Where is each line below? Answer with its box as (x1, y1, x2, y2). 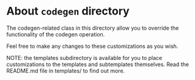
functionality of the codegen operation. (6, 30, 105, 38)
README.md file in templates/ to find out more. (6, 67, 125, 74)
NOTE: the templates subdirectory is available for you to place (6, 54, 163, 61)
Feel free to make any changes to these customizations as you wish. (6, 42, 178, 50)
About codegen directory (6, 4, 130, 18)
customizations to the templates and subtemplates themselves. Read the (6, 61, 189, 68)
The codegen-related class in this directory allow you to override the (6, 24, 179, 32)
